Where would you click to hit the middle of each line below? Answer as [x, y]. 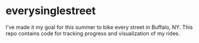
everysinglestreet [51, 11]
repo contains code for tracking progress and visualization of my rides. [93, 33]
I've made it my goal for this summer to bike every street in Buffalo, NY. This [99, 27]
